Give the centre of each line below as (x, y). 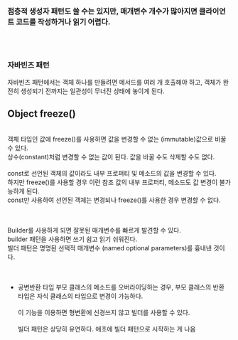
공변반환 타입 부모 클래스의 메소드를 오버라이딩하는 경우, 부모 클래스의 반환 (121, 287)
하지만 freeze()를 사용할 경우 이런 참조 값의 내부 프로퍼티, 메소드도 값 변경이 (113, 182)
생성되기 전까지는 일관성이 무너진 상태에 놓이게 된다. (92, 91)
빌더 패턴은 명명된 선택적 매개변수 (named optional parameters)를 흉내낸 (109, 248)
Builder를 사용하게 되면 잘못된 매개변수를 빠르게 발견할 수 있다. (94, 230)
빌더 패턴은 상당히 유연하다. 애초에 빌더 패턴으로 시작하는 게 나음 (107, 329)
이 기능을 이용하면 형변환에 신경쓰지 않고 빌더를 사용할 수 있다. (104, 313)
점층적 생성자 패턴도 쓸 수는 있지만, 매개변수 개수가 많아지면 (102, 11)
